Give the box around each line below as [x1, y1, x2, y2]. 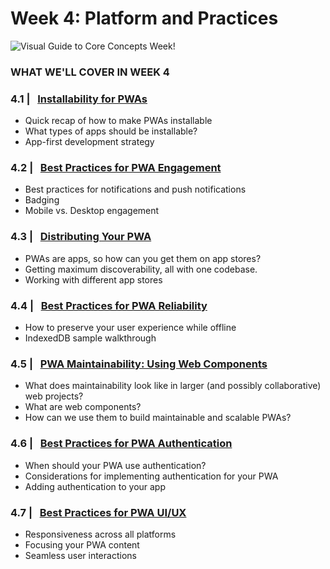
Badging [24, 194, 60, 206]
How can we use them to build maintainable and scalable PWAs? [24, 412, 292, 424]
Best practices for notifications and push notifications [24, 183, 247, 196]
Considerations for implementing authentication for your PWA [24, 470, 279, 482]
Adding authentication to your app [24, 480, 167, 492]
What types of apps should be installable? [24, 125, 198, 137]
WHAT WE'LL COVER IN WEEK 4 [10, 65, 170, 79]
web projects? [24, 390, 84, 402]
